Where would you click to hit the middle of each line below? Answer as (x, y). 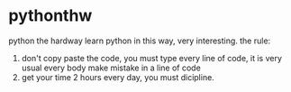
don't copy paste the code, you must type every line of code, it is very (152, 58)
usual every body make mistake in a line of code (111, 68)
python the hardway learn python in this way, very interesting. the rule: (140, 41)
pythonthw (50, 16)
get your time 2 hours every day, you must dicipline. (118, 77)
